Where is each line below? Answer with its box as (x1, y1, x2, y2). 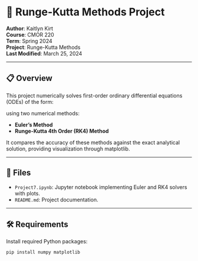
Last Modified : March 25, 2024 (6, 50, 82, 57)
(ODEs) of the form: (6, 98, 54, 105)
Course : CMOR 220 (6, 31, 54, 38)
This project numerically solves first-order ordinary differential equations (6, 92, 183, 99)
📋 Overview (6, 73, 53, 83)
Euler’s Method (14, 121, 53, 128)
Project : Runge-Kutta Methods (6, 44, 81, 51)
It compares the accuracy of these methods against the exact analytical (6, 139, 180, 146)
